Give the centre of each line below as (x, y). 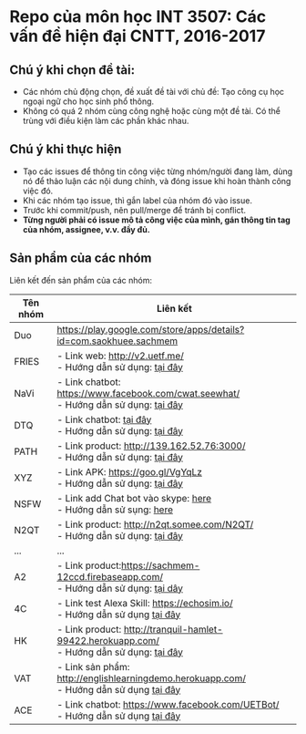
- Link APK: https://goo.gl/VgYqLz (129, 471)
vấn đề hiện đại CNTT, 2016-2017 (138, 36)
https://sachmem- (161, 565)
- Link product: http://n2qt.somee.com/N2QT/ (155, 524)
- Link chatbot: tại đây (104, 419)
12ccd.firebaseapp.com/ (110, 576)
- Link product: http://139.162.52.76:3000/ (151, 446)
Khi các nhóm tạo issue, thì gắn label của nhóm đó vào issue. (138, 200)
